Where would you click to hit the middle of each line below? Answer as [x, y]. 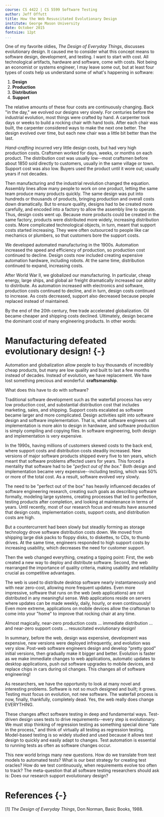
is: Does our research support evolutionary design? [57, 775]
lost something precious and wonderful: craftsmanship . [62, 380]
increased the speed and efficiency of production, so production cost [75, 250]
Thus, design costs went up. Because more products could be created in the [82, 214]
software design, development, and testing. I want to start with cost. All [77, 57]
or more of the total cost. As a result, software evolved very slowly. [73, 476]
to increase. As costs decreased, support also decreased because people [80, 296]
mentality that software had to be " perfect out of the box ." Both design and [81, 466]
